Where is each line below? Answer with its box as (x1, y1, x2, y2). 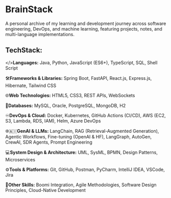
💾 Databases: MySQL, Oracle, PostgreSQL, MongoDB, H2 (5, 102, 126, 108)
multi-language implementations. (5, 31, 75, 37)
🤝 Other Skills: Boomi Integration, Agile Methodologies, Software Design (5, 182, 157, 188)
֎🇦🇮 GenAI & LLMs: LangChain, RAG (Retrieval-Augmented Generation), (5, 128, 159, 134)
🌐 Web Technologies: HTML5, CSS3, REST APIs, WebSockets (5, 92, 135, 98)
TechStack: (5, 46, 42, 54)
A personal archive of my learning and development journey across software (5, 20, 166, 26)
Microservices (5, 156, 36, 162)
